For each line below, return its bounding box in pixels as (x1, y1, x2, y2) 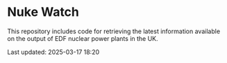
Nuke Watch (7, 4, 80, 20)
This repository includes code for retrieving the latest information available (7, 27, 221, 35)
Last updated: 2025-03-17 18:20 (7, 48, 100, 56)
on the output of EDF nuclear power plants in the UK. (7, 34, 158, 42)
